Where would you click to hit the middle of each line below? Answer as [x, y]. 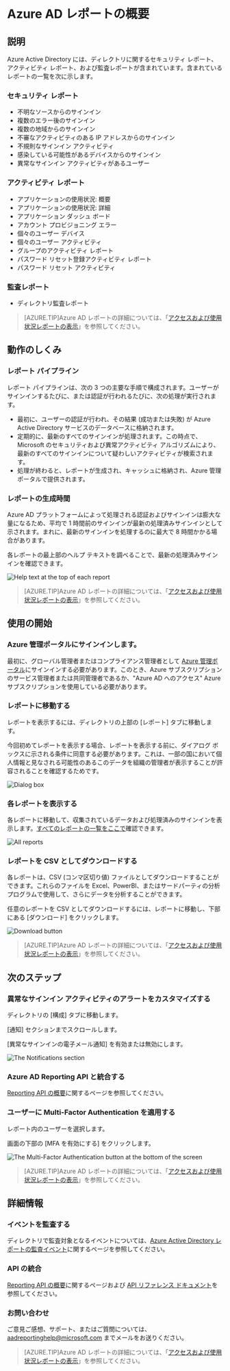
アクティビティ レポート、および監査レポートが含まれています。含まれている [115, 68]
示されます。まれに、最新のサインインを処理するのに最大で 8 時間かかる [109, 531]
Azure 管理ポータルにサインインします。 [74, 644]
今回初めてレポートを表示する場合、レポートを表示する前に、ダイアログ [109, 745]
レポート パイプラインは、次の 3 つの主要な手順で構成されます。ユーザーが [113, 387]
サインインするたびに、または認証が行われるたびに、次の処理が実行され [109, 396]
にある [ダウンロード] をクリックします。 [65, 918]
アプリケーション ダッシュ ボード [64, 216]
